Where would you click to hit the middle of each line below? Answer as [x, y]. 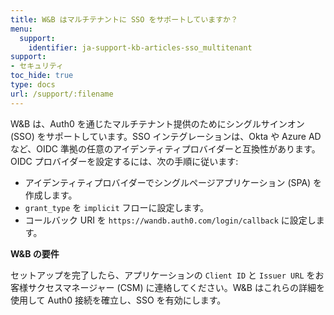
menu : [21, 29]
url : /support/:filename [62, 94]
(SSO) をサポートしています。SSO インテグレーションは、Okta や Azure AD [166, 136]
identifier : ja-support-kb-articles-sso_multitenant [140, 47]
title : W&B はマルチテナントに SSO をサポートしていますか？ [124, 19]
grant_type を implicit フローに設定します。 [117, 207]
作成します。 [51, 195]
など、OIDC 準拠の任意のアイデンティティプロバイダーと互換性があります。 [165, 148]
